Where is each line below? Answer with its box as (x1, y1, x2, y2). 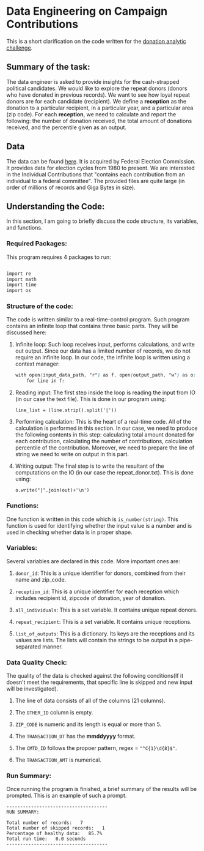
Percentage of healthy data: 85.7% (6, 831, 103, 837)
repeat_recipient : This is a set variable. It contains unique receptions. (15, 618, 192, 625)
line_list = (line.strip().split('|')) (15, 407, 117, 414)
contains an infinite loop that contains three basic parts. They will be (6, 323, 178, 330)
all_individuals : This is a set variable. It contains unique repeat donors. (15, 606, 198, 613)
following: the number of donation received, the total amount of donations (6, 117, 192, 124)
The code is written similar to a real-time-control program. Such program (6, 316, 190, 323)
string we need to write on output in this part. (15, 451, 129, 458)
